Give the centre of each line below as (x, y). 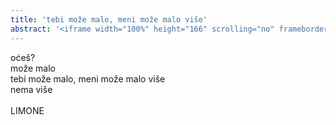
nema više (31, 89)
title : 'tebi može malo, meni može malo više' (109, 19)
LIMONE (27, 110)
